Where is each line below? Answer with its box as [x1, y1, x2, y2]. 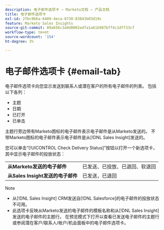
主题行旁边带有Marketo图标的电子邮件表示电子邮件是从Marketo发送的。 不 [5, 128, 156, 134]
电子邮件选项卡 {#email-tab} [5, 66, 121, 77]
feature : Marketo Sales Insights [5, 21, 73, 26]
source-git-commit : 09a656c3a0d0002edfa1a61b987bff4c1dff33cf [5, 25, 135, 30]
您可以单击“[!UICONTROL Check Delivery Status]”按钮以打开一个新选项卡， [5, 145, 158, 151]
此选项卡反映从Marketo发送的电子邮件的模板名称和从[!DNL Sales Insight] [12, 207, 159, 213]
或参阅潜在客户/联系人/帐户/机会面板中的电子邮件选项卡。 [12, 220, 129, 226]
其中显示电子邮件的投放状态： [5, 151, 65, 157]
